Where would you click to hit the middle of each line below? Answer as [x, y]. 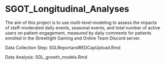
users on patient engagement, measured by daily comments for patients [78, 33]
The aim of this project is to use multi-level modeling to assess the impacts [81, 22]
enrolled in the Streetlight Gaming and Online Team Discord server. [73, 38]
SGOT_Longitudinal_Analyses [67, 9]
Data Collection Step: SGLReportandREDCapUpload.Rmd [63, 47]
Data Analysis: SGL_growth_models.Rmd [46, 57]
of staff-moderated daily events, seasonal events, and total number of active [83, 27]
